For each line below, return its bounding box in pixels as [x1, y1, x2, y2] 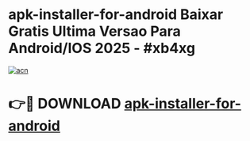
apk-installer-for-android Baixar [8, 6, 224, 24]
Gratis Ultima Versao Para [8, 22, 181, 40]
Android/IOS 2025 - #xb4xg [8, 40, 196, 57]
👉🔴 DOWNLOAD [8, 95, 121, 112]
